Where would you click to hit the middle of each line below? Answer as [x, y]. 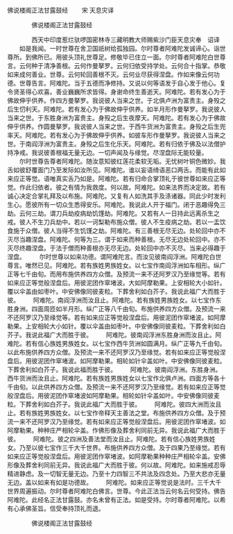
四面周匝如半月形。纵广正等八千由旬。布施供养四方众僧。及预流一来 [128, 309]
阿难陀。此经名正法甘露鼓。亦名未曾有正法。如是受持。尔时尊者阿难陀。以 [113, 500]
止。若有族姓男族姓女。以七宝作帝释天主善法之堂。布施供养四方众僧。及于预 [116, 413]
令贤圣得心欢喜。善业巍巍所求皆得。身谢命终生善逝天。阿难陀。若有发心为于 [116, 92]
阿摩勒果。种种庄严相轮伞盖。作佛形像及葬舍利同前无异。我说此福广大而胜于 [116, 430]
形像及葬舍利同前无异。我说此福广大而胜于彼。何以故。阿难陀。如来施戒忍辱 [116, 465]
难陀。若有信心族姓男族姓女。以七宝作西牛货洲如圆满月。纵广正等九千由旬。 [116, 343]
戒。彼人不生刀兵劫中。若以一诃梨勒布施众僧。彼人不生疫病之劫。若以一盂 [113, 222]
